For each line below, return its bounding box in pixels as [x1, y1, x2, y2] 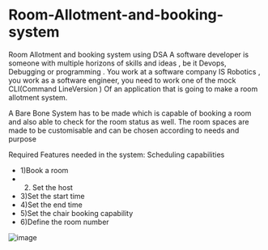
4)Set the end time [19, 200, 83, 210]
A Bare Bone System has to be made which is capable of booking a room [8, 108, 252, 118]
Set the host [32, 182, 73, 192]
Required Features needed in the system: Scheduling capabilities [8, 150, 225, 159]
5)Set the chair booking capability [19, 208, 134, 218]
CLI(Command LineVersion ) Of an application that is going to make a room [8, 83, 258, 94]
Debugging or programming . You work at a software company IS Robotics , [8, 66, 261, 76]
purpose [8, 133, 36, 143]
